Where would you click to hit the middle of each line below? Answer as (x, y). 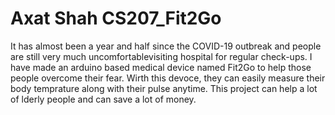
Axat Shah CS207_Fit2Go (116, 18)
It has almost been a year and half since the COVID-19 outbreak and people (166, 46)
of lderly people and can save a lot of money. (103, 99)
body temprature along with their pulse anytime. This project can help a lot (164, 88)
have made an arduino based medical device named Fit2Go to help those (161, 67)
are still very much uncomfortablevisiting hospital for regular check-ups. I (161, 56)
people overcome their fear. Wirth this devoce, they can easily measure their (168, 78)
